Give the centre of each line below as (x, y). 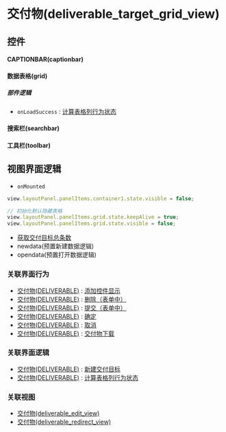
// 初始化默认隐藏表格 (35, 211)
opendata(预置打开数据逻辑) (57, 255)
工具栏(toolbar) (29, 145)
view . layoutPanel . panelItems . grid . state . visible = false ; (91, 224)
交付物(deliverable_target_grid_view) (113, 14)
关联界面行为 (28, 274)
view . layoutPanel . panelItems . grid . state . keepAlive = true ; (93, 217)
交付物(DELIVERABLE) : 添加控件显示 (69, 290)
